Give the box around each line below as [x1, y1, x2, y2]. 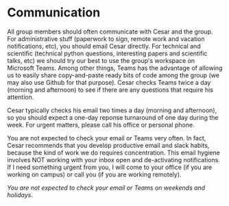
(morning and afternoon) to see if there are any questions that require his [7, 86, 214, 94]
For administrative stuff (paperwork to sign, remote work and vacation [7, 34, 205, 42]
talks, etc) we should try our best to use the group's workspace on [7, 56, 195, 64]
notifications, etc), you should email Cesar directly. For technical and [7, 42, 201, 50]
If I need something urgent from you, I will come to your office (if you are [7, 163, 213, 171]
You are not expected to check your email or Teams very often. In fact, [7, 133, 206, 142]
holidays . [7, 190, 33, 199]
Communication [7, 5, 101, 21]
